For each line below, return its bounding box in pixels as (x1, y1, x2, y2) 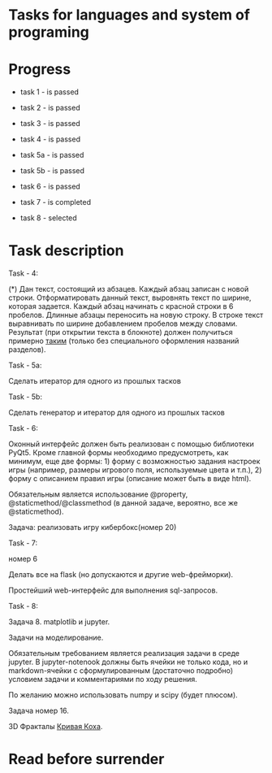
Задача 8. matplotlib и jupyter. (8, 617, 110, 627)
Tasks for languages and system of (8, 6, 250, 24)
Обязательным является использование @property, (8, 489, 188, 499)
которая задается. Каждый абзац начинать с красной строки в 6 (8, 302, 234, 311)
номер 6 (8, 554, 38, 564)
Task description (8, 241, 124, 260)
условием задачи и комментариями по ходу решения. (8, 675, 197, 684)
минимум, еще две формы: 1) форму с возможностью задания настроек (8, 457, 261, 467)
